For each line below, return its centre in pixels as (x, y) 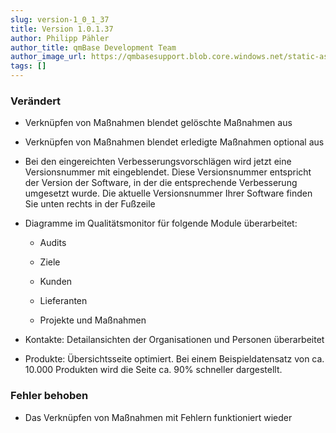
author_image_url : (48, 57)
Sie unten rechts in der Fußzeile (90, 204)
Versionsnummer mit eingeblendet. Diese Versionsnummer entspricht (168, 172)
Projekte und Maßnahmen (93, 320)
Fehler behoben (49, 396)
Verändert (36, 101)
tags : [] (28, 66)
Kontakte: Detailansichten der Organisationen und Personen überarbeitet (174, 340)
